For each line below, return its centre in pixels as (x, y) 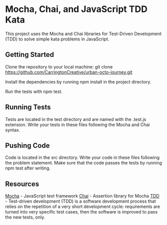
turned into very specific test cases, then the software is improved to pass (82, 212)
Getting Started (30, 55)
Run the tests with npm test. (34, 91)
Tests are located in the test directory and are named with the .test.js (76, 119)
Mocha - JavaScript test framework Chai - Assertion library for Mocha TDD (82, 196)
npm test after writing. (28, 168)
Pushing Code (27, 145)
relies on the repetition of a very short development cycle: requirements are (83, 206)
